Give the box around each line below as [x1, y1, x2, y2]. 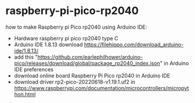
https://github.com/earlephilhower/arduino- [37, 53, 143, 60]
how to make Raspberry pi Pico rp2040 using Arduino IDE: [5, 23, 147, 30]
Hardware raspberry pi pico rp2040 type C [14, 35, 118, 42]
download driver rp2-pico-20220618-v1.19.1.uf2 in [14, 78, 135, 85]
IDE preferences [14, 66, 54, 73]
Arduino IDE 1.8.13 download [14, 41, 83, 48]
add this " [14, 53, 38, 60]
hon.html [14, 91, 36, 98]
